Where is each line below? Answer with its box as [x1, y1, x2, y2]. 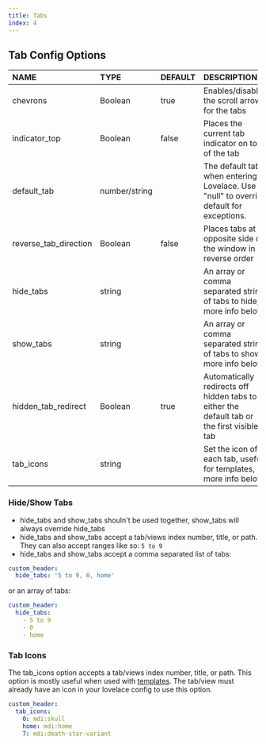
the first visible [203, 421, 259, 432]
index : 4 [8, 19, 37, 27]
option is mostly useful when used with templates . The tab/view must [8, 677, 235, 686]
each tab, [203, 453, 239, 465]
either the [203, 401, 240, 412]
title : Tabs [8, 11, 47, 20]
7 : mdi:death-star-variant [22, 730, 112, 738]
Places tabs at [203, 223, 256, 234]
